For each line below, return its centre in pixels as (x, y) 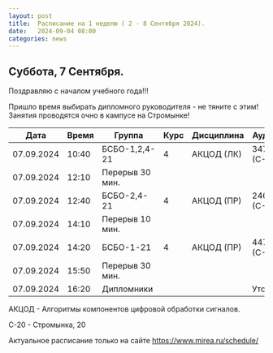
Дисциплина (218, 136)
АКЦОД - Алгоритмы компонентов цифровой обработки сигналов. (124, 309)
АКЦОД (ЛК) (217, 154)
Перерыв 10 (127, 219)
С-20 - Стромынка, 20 (47, 325)
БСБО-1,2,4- (129, 149)
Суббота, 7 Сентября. (66, 71)
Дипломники (128, 289)
